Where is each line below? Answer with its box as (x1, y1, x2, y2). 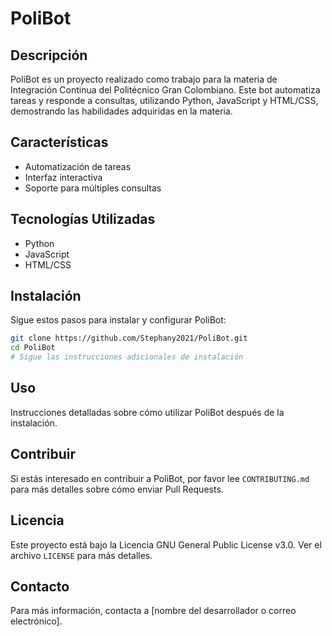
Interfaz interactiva (24, 171, 103, 183)
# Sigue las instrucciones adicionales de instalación (10, 352, 244, 362)
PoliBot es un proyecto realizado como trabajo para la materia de (10, 73, 278, 85)
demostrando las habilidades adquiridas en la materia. (10, 105, 233, 117)
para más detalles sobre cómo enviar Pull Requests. (10, 483, 224, 495)
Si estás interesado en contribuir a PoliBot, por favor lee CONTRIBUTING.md (10, 472, 310, 484)
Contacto (10, 578, 70, 595)
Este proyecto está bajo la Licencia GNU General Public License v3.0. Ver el (10, 538, 322, 551)
